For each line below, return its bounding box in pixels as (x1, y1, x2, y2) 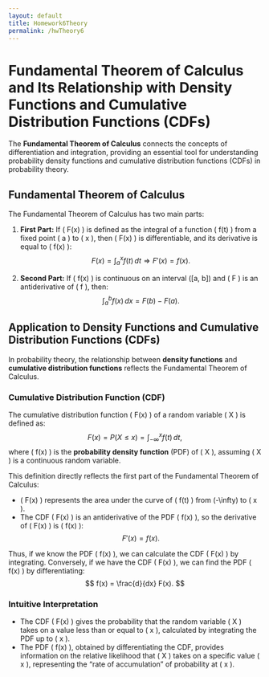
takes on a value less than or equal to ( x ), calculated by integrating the (19, 625, 257, 634)
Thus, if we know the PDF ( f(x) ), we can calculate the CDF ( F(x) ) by (8, 549, 239, 558)
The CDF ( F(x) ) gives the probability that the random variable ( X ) (19, 616, 243, 626)
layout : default (8, 11, 63, 20)
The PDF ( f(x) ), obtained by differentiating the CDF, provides (19, 642, 225, 651)
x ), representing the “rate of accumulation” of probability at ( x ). (19, 659, 235, 669)
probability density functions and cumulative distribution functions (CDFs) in (8, 156, 261, 165)
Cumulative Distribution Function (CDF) (8, 391, 165, 402)
